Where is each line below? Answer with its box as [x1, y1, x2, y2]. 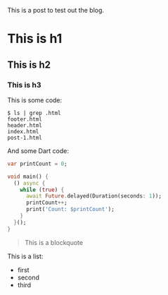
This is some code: [7, 95, 63, 104]
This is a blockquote [24, 238, 83, 246]
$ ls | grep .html [7, 109, 61, 116]
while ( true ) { [20, 186, 65, 193]
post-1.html [7, 134, 42, 141]
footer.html [7, 116, 42, 123]
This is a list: [7, 252, 44, 260]
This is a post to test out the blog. [7, 6, 104, 14]
